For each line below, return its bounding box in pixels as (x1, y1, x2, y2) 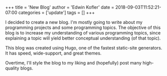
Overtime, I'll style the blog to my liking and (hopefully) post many (5, 60, 142, 65)
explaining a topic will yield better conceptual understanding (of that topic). (5, 35, 161, 41)
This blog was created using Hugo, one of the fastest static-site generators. (5, 45, 162, 50)
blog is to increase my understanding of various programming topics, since (5, 30, 161, 35)
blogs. (20, 65, 34, 71)
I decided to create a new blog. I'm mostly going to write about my (5, 19, 143, 25)
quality (5, 65, 20, 71)
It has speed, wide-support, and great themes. (5, 50, 102, 56)
